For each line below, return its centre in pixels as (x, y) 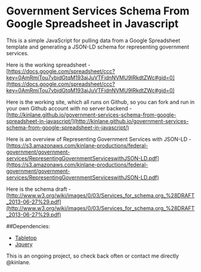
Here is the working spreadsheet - (48, 65)
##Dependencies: (28, 226)
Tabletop (26, 238)
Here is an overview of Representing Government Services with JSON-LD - (99, 139)
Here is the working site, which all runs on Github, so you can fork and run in (100, 102)
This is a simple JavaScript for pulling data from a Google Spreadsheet (93, 40)
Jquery (24, 244)
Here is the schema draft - (39, 189)
